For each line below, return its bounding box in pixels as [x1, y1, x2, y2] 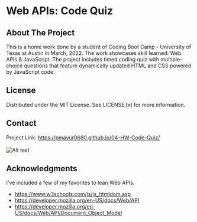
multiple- [160, 56, 183, 63]
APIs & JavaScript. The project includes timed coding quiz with [6, 56, 160, 63]
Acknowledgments [6, 164, 78, 174]
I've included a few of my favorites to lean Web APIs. [6, 179, 135, 187]
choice [6, 62, 23, 69]
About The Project [6, 28, 75, 38]
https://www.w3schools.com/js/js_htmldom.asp [14, 191, 131, 198]
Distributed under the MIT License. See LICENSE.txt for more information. [6, 101, 186, 108]
